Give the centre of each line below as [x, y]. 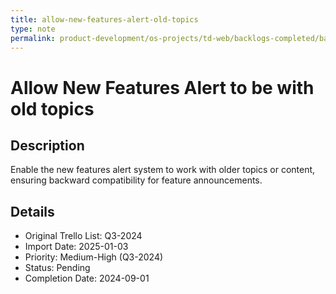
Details [32, 211]
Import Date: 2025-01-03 [76, 247]
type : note [33, 29]
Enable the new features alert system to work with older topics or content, [163, 170]
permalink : [33, 38]
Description [47, 145]
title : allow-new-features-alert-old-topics [104, 19]
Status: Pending [57, 268]
